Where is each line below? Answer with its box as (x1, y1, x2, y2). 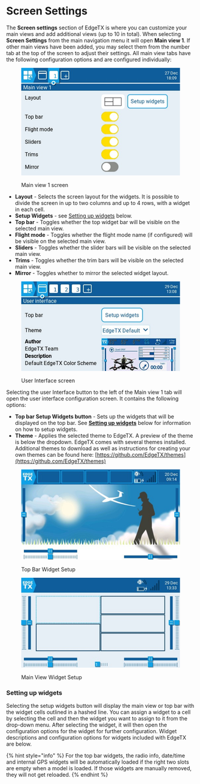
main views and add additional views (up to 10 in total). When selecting (6, 30, 181, 37)
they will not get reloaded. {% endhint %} (6, 771, 108, 779)
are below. (6, 740, 32, 747)
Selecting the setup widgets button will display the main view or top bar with (6, 702, 195, 710)
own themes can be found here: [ (14, 451, 98, 459)
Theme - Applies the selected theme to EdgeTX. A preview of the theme (14, 432, 193, 439)
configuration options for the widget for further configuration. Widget (6, 728, 177, 735)
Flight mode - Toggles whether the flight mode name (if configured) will (14, 231, 193, 239)
